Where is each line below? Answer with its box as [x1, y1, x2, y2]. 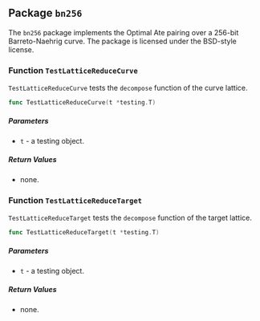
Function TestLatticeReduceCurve [8, 64, 138, 75]
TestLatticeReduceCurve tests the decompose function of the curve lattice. [8, 83, 248, 93]
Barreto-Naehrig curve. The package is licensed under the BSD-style [8, 36, 237, 46]
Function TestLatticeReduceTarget [8, 194, 143, 205]
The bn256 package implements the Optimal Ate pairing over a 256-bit [8, 27, 239, 37]
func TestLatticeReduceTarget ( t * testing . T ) [8, 229, 160, 237]
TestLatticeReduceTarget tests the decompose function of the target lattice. [8, 213, 253, 223]
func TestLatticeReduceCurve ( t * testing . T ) [8, 99, 156, 107]
